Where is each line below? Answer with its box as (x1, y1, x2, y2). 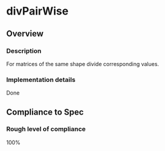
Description (6, 47, 42, 55)
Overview (6, 29, 44, 39)
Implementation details (6, 75, 76, 84)
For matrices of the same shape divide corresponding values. (6, 60, 159, 67)
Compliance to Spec (6, 107, 84, 117)
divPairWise (6, 4, 69, 18)
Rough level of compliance (6, 125, 86, 133)
